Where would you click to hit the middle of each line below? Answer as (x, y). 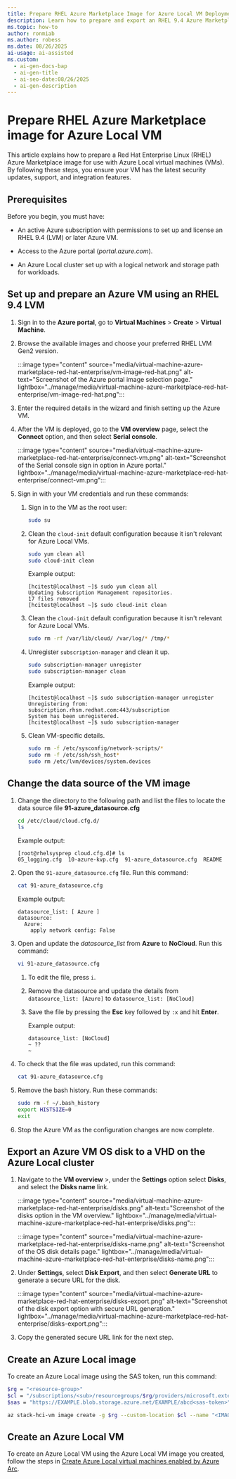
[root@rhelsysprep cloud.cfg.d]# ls (71, 854)
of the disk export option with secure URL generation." (96, 1309)
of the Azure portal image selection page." (131, 379)
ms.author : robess (34, 40)
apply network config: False (73, 930)
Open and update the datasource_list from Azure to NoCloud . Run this (120, 944)
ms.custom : (23, 60)
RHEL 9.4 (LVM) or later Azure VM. (68, 237)
